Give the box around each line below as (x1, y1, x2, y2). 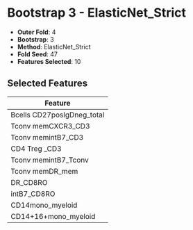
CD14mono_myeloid (10, 200, 78, 210)
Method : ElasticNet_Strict (17, 42, 92, 51)
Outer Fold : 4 (17, 28, 56, 36)
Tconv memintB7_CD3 (10, 132, 84, 142)
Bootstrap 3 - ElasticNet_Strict (7, 5, 186, 21)
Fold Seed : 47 (17, 50, 58, 58)
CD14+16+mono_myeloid (10, 211, 96, 221)
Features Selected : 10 (17, 57, 81, 65)
